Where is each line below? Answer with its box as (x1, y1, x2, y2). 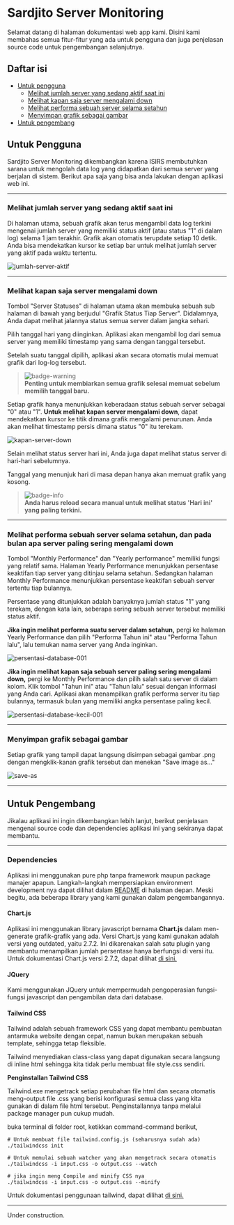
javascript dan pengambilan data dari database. (26, 993, 164, 1001)
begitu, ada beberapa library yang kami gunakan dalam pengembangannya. (7, 893, 225, 901)
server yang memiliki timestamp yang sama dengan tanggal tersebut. (7, 338, 205, 346)
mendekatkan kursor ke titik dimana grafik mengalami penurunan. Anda (7, 415, 212, 423)
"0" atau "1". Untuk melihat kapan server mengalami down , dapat (7, 407, 198, 416)
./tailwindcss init (7, 1142, 64, 1150)
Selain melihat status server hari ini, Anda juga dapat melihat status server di (7, 449, 227, 458)
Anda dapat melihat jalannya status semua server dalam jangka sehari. (7, 317, 210, 325)
